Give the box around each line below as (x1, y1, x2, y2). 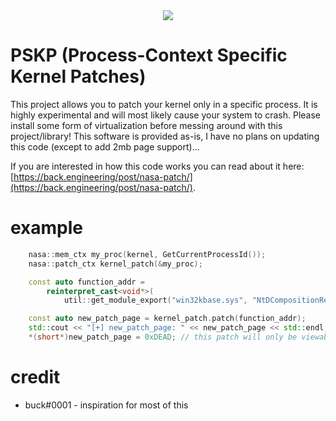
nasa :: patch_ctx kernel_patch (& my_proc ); (28, 259, 203, 269)
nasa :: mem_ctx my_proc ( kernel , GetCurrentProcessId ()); (28, 249, 267, 259)
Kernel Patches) (10, 65, 147, 88)
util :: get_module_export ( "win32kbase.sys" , (63, 295, 248, 306)
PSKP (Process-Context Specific (10, 44, 288, 67)
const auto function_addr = (28, 277, 145, 287)
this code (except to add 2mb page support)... (10, 140, 200, 153)
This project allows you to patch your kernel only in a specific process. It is (10, 98, 318, 110)
